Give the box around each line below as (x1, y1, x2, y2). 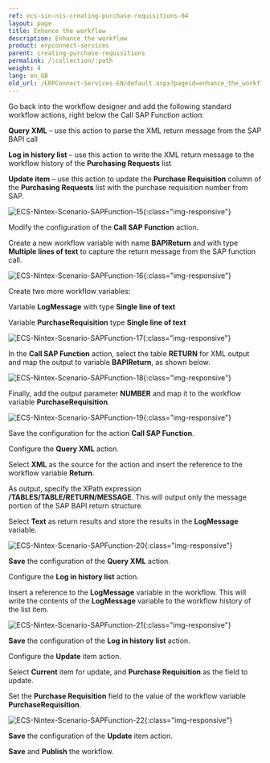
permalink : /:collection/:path (8, 57, 113, 65)
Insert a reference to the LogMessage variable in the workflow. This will (8, 587, 247, 597)
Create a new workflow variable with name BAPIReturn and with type (8, 238, 239, 247)
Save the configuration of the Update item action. (8, 731, 173, 740)
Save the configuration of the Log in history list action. (8, 636, 190, 645)
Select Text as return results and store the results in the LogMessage (8, 516, 239, 526)
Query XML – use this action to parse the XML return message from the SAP (8, 126, 262, 135)
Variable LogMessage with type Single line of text (8, 301, 176, 311)
